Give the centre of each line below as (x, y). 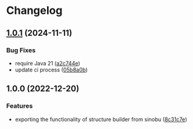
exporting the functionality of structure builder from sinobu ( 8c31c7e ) (101, 119)
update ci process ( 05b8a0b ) (51, 70)
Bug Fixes (21, 50)
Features (20, 106)
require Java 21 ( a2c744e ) (47, 63)
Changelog (34, 11)
